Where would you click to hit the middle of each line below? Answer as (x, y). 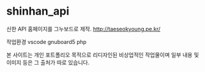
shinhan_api (38, 11)
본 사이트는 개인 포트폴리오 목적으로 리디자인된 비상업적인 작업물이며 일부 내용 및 (103, 55)
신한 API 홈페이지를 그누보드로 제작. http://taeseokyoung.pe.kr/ (84, 29)
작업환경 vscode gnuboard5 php (47, 41)
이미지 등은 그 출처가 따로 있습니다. (48, 62)
